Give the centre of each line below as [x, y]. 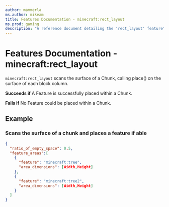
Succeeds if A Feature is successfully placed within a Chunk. [69, 93]
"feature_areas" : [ [29, 153]
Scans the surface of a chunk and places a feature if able [76, 133]
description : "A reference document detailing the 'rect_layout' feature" [85, 29]
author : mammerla [23, 10]
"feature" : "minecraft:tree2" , [51, 181]
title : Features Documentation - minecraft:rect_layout [65, 19]
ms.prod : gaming [22, 24]
